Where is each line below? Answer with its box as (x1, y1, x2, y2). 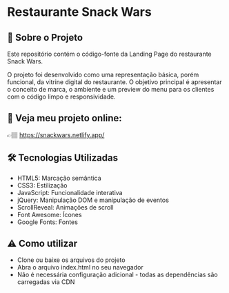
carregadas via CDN (17, 278, 75, 286)
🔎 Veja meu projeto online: (7, 112, 122, 124)
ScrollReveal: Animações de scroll (17, 203, 114, 211)
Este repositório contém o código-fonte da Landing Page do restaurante (7, 50, 212, 58)
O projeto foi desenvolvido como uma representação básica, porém (7, 70, 199, 79)
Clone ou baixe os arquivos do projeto (17, 256, 126, 264)
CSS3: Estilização (17, 181, 68, 190)
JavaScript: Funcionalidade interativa (17, 188, 123, 196)
